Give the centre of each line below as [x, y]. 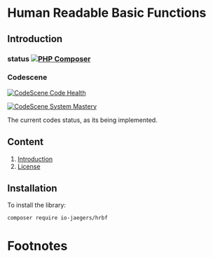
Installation [32, 188]
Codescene [27, 77]
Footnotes [37, 246]
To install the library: [37, 205]
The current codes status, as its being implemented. [82, 120]
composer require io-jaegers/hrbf [58, 218]
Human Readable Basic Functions [107, 13]
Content [26, 142]
